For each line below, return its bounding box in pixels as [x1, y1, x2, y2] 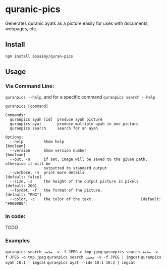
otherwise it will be [5, 161, 51, 166]
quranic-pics [5, 4, 61, 15]
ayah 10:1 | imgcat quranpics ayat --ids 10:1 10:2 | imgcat [5, 260, 135, 265]
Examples [5, 237, 30, 244]
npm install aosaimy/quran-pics [5, 54, 73, 59]
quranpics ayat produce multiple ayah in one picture [10, 121, 139, 127]
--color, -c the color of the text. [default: [10, 197, 161, 202]
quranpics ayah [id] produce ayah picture [10, 117, 102, 122]
